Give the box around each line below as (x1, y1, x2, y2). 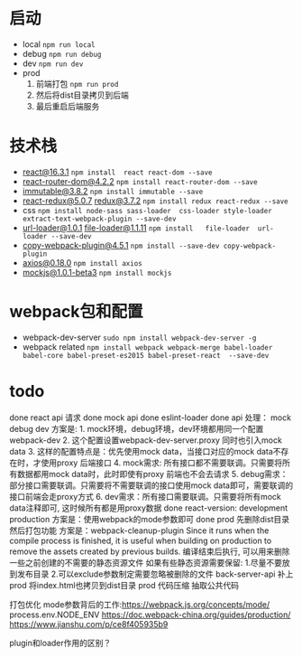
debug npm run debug (22, 48, 102, 59)
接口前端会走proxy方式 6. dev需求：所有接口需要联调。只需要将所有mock (9, 491, 281, 502)
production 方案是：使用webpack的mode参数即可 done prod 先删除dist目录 (9, 513, 290, 524)
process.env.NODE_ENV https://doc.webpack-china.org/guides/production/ (9, 609, 291, 620)
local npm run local (22, 38, 96, 50)
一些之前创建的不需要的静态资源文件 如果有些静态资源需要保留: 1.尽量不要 (9, 557, 282, 568)
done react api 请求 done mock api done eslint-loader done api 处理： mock (9, 412, 291, 423)
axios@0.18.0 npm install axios (22, 257, 142, 267)
